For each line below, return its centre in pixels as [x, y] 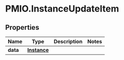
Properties [22, 27]
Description [68, 42]
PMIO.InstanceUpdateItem [62, 9]
